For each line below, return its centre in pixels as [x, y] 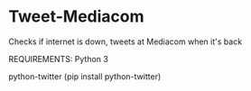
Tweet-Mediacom [77, 17]
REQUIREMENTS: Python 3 [59, 59]
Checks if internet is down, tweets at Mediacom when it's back [125, 41]
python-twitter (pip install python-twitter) [85, 76]
